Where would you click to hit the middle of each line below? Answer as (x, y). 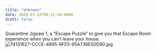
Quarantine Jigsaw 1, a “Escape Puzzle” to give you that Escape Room (78, 34)
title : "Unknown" (23, 10)
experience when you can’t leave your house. (53, 39)
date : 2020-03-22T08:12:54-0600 (39, 15)
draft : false (19, 19)
